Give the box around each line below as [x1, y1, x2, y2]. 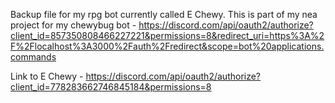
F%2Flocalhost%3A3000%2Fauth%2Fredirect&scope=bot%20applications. [10, 40, 325, 52]
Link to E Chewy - [10, 70, 84, 82]
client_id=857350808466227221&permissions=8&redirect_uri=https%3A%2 [10, 30, 325, 41]
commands [10, 51, 57, 63]
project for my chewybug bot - [10, 19, 137, 31]
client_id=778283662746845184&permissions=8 [10, 81, 212, 93]
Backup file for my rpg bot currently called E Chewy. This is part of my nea [10, 9, 318, 20]
